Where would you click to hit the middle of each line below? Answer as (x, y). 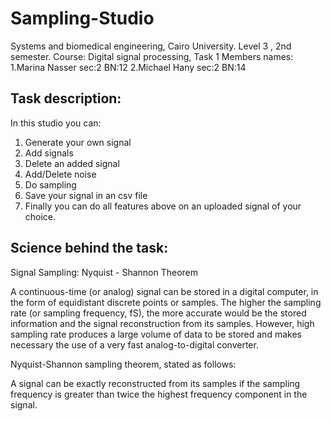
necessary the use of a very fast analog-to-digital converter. (134, 344)
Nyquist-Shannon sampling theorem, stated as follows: (123, 364)
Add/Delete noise (60, 174)
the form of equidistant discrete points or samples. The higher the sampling (166, 302)
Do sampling (50, 184)
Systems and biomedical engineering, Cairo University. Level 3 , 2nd (151, 46)
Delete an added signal (72, 163)
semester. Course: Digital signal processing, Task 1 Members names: (152, 56)
